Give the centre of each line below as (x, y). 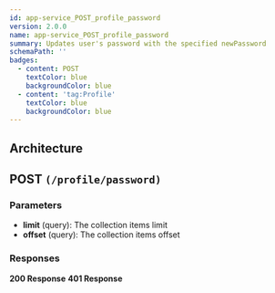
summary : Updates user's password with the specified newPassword (138, 43)
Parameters (36, 204)
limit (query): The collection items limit (95, 225)
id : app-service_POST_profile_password (85, 18)
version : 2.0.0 (38, 26)
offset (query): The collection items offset (101, 235)
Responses (35, 258)
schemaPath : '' (38, 52)
